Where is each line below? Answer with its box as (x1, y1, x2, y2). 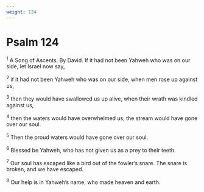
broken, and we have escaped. (6, 166, 84, 173)
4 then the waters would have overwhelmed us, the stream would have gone (6, 113, 198, 122)
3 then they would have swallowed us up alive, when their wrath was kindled (6, 94, 198, 102)
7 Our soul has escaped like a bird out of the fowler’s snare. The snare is (6, 158, 188, 166)
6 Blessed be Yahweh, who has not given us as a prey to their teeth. (6, 145, 176, 154)
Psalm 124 (6, 35, 60, 49)
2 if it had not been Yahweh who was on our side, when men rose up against (6, 74, 198, 83)
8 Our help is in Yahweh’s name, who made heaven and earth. (6, 177, 161, 186)
